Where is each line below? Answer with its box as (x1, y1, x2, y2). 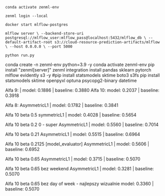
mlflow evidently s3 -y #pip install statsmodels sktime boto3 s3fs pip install (5, 72, 160, 78)
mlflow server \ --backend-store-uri (5, 31, 84, 36)
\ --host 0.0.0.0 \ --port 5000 (5, 44, 72, 49)
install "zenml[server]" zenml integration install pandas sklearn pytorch (5, 67, 151, 72)
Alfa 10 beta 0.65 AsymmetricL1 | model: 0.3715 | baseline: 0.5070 (5, 156, 141, 162)
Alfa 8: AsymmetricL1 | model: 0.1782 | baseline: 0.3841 (5, 102, 118, 108)
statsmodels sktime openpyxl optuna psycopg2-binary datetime (5, 77, 137, 83)
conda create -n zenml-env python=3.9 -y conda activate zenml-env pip (5, 61, 155, 67)
